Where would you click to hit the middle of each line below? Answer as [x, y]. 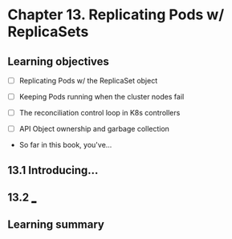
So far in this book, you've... [65, 145]
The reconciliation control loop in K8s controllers [100, 113]
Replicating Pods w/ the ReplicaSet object [88, 81]
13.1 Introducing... [53, 170]
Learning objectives [59, 61]
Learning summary [56, 225]
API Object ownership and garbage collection [94, 129]
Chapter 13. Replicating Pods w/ [116, 15]
